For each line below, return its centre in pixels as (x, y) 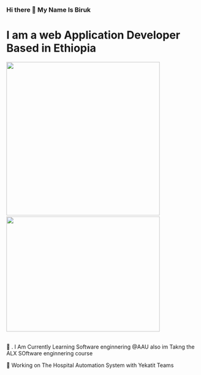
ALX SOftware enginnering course (50, 353)
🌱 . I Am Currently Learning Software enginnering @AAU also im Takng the (100, 347)
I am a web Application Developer (93, 35)
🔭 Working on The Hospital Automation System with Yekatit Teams (90, 365)
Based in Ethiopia (51, 48)
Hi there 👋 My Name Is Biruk (48, 10)
